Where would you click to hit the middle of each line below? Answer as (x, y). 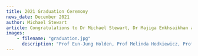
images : (16, 33)
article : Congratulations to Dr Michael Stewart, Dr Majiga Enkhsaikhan (97, 28)
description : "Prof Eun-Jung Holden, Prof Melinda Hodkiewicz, (101, 44)
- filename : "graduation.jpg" (54, 38)
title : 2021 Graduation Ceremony (47, 11)
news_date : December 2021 (38, 17)
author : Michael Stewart (37, 22)
